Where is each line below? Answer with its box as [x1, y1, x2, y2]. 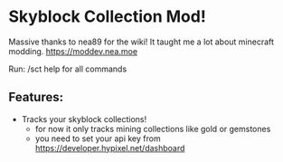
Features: [8, 90, 64, 105]
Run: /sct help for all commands [8, 63, 127, 74]
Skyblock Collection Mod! [8, 6, 207, 27]
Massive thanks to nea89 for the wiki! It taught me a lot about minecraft [8, 36, 275, 47]
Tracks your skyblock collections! [21, 113, 147, 124]
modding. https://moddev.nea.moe [8, 45, 137, 56]
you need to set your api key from [34, 133, 161, 144]
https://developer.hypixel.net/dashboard [34, 142, 185, 153]
